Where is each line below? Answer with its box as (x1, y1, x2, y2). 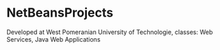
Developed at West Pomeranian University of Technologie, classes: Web (6, 28, 213, 36)
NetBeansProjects (6, 5, 114, 21)
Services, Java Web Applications (6, 35, 101, 43)
